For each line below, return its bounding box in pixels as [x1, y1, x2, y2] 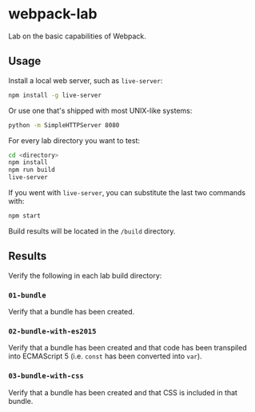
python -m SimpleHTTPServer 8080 [8, 121, 120, 129]
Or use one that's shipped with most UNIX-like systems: [8, 106, 193, 115]
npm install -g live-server [8, 91, 102, 99]
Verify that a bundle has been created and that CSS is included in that [8, 387, 238, 397]
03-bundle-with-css [8, 371, 84, 381]
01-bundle [8, 290, 46, 300]
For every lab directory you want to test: [8, 135, 141, 145]
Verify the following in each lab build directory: [8, 270, 162, 280]
